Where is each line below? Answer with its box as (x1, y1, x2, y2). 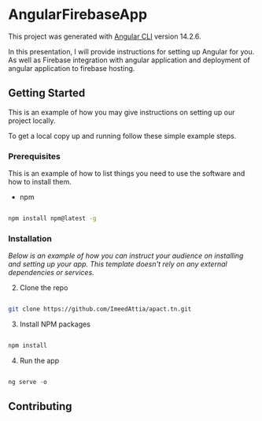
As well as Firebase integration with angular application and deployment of (8, 55, 250, 65)
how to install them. (8, 177, 72, 187)
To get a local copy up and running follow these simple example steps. (8, 131, 237, 140)
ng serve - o (8, 378, 47, 386)
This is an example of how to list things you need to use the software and (8, 169, 245, 178)
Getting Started (8, 87, 86, 100)
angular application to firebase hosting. (8, 63, 135, 73)
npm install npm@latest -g (8, 214, 97, 222)
